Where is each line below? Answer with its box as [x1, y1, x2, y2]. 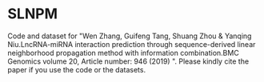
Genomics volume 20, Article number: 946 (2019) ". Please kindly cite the [7, 57, 250, 66]
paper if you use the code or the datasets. [7, 64, 146, 74]
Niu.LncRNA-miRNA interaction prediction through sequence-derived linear [7, 39, 256, 49]
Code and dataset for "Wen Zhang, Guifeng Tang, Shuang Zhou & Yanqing [7, 31, 252, 41]
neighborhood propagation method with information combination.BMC [7, 48, 239, 57]
